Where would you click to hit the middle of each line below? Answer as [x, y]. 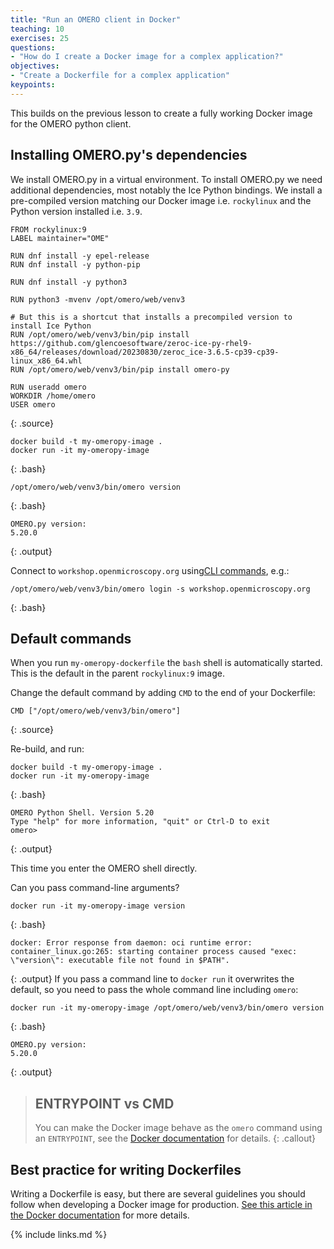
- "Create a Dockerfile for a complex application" [120, 76]
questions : [33, 47]
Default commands [71, 638]
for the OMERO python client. [71, 123]
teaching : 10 [37, 29]
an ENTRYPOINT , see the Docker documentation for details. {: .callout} [175, 1138]
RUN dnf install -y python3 [69, 282]
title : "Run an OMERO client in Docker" [96, 19]
